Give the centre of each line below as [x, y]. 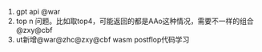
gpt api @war [38, 12]
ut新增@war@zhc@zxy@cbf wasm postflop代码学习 [103, 40]
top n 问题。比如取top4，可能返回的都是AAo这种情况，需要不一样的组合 [135, 21]
